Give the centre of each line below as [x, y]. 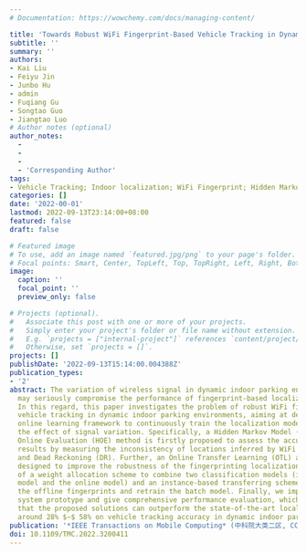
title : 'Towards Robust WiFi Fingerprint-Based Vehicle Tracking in [143, 34]
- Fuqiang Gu [34, 102]
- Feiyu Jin [32, 77]
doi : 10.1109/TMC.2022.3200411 [69, 534]
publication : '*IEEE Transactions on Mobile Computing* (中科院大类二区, [148, 526]
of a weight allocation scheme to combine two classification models [153, 475]
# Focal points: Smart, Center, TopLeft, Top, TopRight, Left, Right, [147, 263]
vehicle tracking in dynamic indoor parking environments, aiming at [153, 415]
